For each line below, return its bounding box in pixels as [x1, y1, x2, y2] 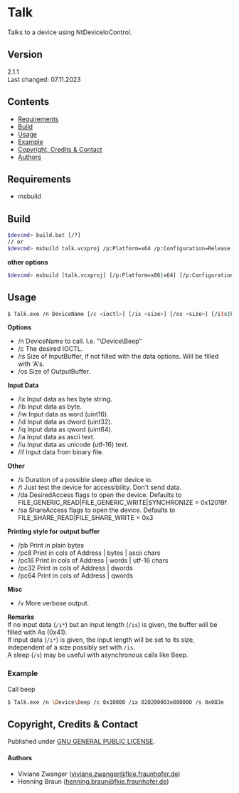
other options [7, 257, 48, 266]
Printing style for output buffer [7, 527, 100, 536]
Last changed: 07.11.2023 [7, 75, 81, 83]
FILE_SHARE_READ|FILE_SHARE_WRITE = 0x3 [17, 513, 154, 522]
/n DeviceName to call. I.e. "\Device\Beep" [17, 337, 142, 346]
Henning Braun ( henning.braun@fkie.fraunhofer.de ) [17, 777, 169, 785]
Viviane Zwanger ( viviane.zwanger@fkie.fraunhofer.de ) [17, 769, 181, 778]
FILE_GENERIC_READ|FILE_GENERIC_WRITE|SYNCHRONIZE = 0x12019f [17, 498, 228, 507]
